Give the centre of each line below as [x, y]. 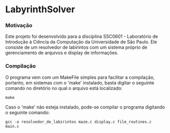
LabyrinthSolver [40, 9]
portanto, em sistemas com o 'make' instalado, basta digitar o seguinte [80, 82]
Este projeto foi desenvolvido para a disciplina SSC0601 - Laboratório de [82, 36]
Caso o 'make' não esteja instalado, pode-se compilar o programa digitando [85, 107]
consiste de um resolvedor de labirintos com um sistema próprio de [76, 48]
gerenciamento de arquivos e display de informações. [62, 53]
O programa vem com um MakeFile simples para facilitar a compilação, [80, 77]
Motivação [19, 26]
